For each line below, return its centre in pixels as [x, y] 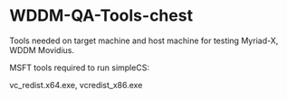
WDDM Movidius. [42, 49]
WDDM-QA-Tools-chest [101, 16]
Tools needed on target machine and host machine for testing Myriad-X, [144, 40]
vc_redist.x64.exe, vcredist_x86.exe [76, 85]
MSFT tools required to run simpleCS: [79, 67]
